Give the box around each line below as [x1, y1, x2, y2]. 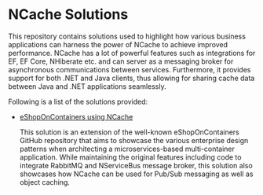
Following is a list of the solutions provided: [8, 97, 148, 106]
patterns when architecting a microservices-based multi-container [19, 144, 236, 153]
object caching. [19, 177, 71, 186]
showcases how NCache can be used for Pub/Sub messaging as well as [19, 169, 254, 178]
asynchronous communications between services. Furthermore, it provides [8, 64, 251, 74]
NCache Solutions [8, 6, 129, 24]
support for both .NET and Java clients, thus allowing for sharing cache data [8, 73, 255, 83]
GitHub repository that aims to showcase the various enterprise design [19, 135, 249, 145]
